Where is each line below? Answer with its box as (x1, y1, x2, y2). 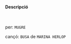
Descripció (5, 4, 28, 10)
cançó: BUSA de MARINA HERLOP (5, 34, 66, 40)
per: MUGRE (5, 24, 26, 30)
